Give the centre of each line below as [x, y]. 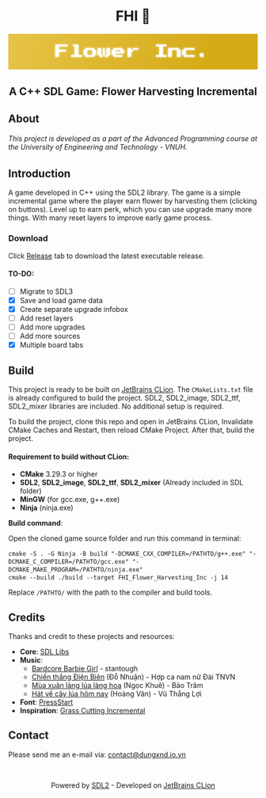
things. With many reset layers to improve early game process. [110, 218]
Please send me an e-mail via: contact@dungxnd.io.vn [97, 754]
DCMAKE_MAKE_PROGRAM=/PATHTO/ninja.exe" [76, 570]
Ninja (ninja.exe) [46, 508]
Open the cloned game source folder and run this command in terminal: [125, 538]
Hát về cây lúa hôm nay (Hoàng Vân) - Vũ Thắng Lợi [116, 693]
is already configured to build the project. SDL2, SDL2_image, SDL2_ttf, [124, 397]
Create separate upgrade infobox [74, 309]
